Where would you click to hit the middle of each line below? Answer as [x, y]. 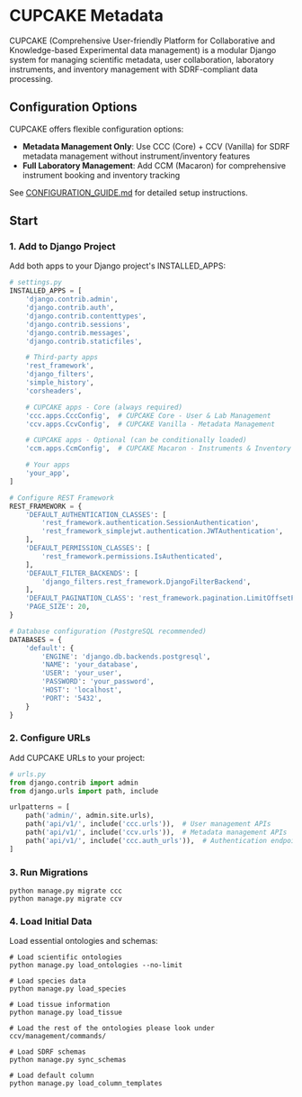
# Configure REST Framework [62, 498]
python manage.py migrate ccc [66, 891]
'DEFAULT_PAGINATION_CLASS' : [80, 598]
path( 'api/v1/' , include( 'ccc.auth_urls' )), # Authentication [147, 840]
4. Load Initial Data [51, 921]
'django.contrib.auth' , [70, 308]
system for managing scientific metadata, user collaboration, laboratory [142, 59]
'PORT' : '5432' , [72, 698]
